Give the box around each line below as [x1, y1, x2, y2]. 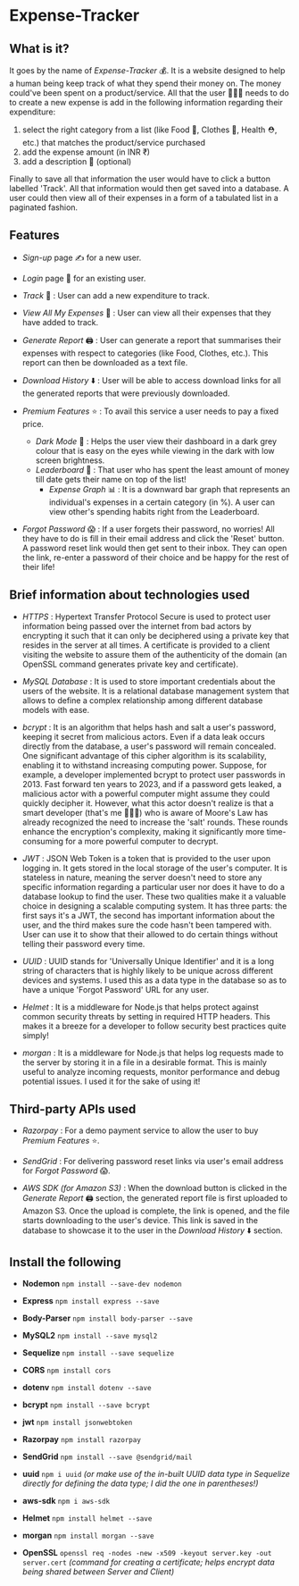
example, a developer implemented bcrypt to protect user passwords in [21, 769, 286, 780]
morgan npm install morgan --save [21, 1530, 154, 1541]
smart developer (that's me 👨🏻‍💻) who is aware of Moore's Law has [21, 807, 269, 818]
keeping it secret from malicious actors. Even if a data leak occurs [21, 731, 265, 742]
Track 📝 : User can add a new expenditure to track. [21, 290, 210, 300]
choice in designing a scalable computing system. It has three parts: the [21, 900, 287, 911]
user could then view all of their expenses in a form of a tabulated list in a [9, 193, 278, 203]
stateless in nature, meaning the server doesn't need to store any [21, 872, 262, 883]
